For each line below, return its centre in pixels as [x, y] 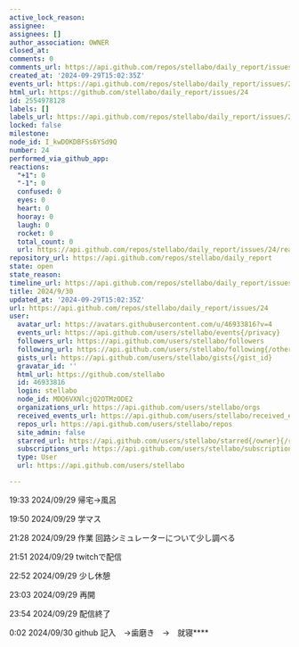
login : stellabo [47, 391]
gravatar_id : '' [47, 366]
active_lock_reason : [48, 17]
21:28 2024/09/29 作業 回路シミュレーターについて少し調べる [122, 537]
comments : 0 [31, 59]
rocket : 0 [35, 233]
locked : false [36, 126]
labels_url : [31, 117]
